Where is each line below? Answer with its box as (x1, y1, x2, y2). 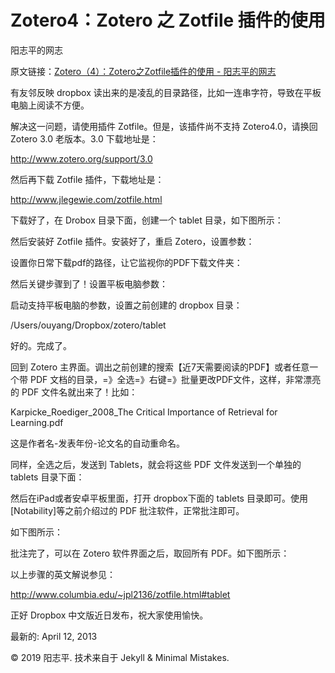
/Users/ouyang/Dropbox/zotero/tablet (10, 319, 167, 331)
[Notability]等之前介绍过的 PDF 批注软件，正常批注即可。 (10, 504, 245, 516)
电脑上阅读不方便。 (10, 99, 90, 111)
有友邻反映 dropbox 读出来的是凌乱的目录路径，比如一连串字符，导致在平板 (10, 86, 322, 98)
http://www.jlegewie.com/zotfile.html (10, 193, 163, 205)
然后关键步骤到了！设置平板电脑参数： (10, 277, 168, 290)
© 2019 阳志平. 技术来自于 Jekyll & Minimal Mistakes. (10, 651, 230, 663)
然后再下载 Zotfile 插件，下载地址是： (10, 173, 165, 185)
